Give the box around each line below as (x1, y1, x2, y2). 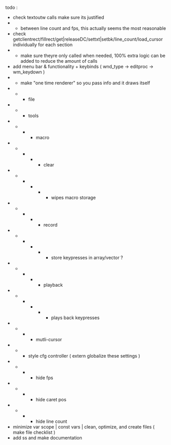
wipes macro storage (51, 195, 96, 200)
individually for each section (12, 42, 73, 48)
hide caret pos (35, 397, 67, 402)
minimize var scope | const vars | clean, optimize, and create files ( (12, 424, 155, 430)
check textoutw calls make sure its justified (12, 14, 104, 20)
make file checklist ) (12, 429, 55, 435)
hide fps (35, 375, 53, 381)
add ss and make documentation (12, 435, 82, 441)
